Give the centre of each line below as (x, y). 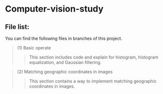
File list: (17, 27)
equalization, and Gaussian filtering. (65, 62)
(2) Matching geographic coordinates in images (65, 72)
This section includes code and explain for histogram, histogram (94, 57)
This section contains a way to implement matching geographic (93, 81)
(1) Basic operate (34, 48)
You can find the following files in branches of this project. (64, 38)
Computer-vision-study (54, 9)
